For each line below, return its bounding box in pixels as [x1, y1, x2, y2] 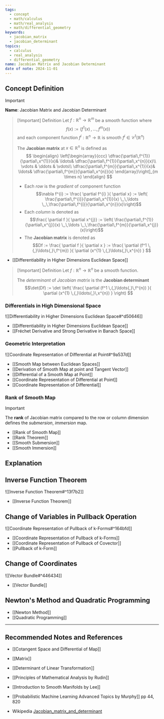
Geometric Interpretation [5, 340, 66, 347]
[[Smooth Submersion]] [12, 439, 60, 446]
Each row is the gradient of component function [24, 183, 121, 189]
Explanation [5, 459, 42, 468]
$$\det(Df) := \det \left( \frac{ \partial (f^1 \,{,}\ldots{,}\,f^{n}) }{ [24, 285, 152, 291]
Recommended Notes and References [5, 633, 123, 642]
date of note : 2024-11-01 [5, 67, 58, 72]
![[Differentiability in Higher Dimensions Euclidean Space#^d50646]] [5, 313, 143, 319]
